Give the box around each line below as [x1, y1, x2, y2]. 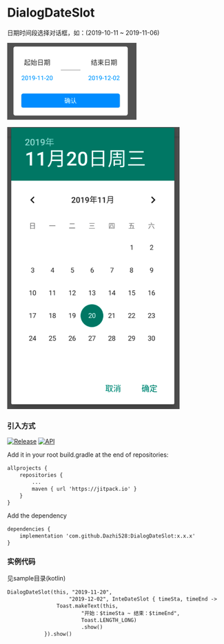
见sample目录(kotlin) [7, 574, 66, 582]
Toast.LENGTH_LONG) [81, 616, 137, 623]
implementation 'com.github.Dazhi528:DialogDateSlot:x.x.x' [19, 533, 196, 540]
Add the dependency [7, 511, 68, 520]
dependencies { [7, 526, 51, 533]
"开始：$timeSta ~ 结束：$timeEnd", [81, 609, 181, 616]
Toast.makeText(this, [56, 603, 119, 609]
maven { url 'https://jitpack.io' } [32, 486, 137, 493]
